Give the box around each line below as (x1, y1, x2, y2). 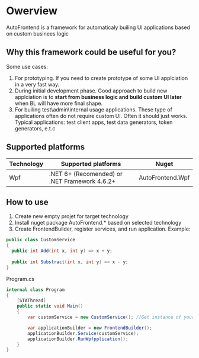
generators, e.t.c (14, 124, 56, 132)
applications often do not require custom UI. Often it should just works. (14, 112, 188, 119)
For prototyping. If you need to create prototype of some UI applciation (14, 74, 188, 81)
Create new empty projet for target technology (14, 213, 129, 220)
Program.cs (6, 275, 34, 282)
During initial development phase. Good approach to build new (14, 87, 168, 94)
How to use (6, 197, 49, 207)
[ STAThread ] (17, 298, 46, 303)
